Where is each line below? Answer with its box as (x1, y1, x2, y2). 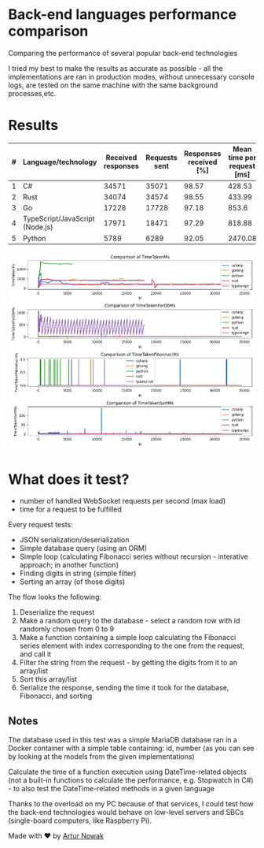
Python (23, 233, 46, 243)
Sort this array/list (19, 675, 77, 684)
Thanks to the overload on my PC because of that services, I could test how (8, 799, 254, 809)
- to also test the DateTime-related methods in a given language (8, 784, 214, 794)
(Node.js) (23, 222, 53, 232)
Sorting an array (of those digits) (19, 577, 126, 586)
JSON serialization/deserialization (19, 535, 130, 545)
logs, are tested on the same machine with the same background (8, 80, 218, 90)
